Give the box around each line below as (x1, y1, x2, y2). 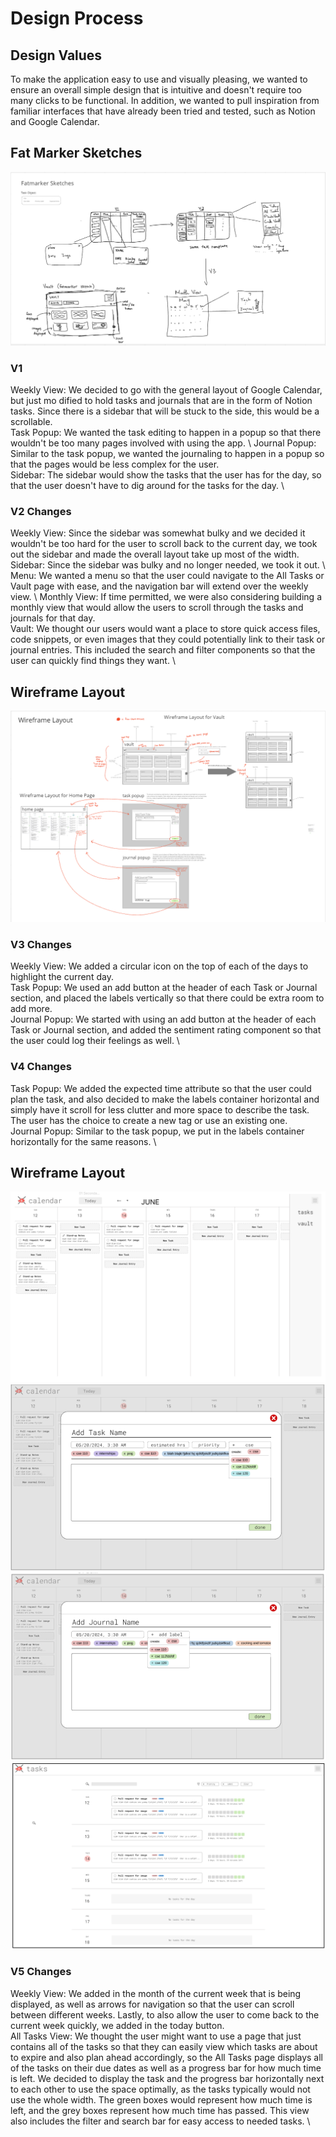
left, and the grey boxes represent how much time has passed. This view (10, 2104, 310, 2116)
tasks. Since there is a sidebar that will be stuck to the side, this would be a (10, 405, 320, 417)
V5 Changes (10, 1965, 72, 1979)
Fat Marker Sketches (10, 145, 143, 162)
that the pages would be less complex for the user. (10, 458, 220, 471)
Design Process (10, 7, 144, 30)
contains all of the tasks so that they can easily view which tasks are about (10, 2040, 318, 2052)
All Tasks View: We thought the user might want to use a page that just (10, 2030, 302, 2042)
